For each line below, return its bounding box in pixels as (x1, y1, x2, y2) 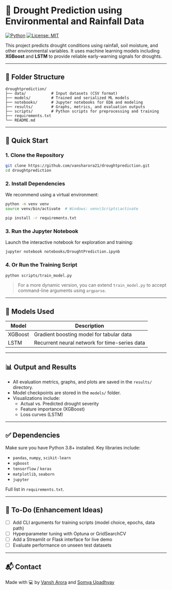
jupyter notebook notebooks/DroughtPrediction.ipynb (5, 249, 120, 255)
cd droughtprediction (5, 168, 52, 173)
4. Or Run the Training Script (5, 261, 78, 268)
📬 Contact (5, 562, 41, 572)
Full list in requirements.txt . (5, 486, 64, 492)
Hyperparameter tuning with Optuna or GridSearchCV (12, 530, 126, 536)
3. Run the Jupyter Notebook (5, 228, 78, 235)
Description (75, 322, 104, 329)
